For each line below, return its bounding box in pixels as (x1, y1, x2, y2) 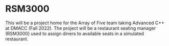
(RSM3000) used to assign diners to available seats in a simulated (5, 30, 144, 36)
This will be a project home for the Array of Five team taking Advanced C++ (5, 20, 165, 26)
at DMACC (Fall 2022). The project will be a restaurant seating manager (5, 25, 156, 31)
